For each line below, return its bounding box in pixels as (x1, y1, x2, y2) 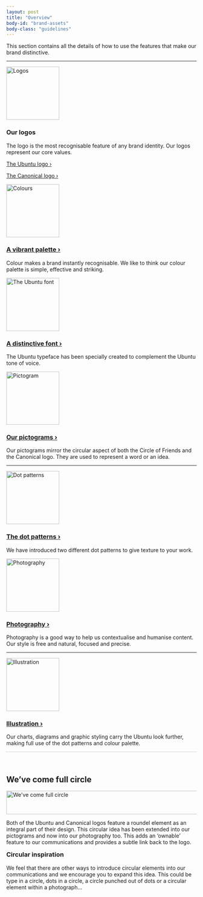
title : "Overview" (6, 15, 53, 21)
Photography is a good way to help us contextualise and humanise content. (6, 634, 194, 641)
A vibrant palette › (6, 245, 61, 254)
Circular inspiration (6, 850, 65, 859)
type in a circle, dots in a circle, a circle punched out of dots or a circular (6, 877, 187, 884)
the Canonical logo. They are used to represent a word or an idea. (6, 453, 170, 461)
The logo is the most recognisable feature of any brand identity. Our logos (6, 142, 190, 149)
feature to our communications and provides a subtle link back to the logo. (6, 839, 192, 846)
